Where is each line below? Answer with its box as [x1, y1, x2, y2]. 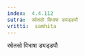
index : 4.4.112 [7, 10, 53, 17]
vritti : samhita [7, 23, 57, 29]
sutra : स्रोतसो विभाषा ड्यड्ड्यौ [7, 16, 78, 23]
